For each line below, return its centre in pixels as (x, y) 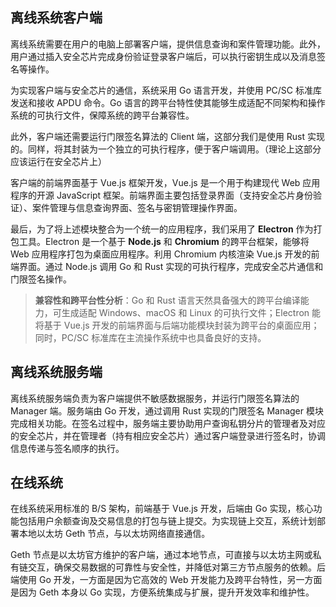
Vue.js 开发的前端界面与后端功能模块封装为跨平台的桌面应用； (191, 325)
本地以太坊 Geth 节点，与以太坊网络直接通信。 (114, 534)
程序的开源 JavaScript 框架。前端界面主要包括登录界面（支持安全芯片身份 (162, 195)
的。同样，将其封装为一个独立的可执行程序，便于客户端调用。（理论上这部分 (166, 149)
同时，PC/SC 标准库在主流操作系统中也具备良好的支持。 (150, 337)
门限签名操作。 (41, 279)
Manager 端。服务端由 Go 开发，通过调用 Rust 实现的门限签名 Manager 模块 (167, 410)
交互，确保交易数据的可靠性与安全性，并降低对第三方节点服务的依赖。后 (176, 567)
